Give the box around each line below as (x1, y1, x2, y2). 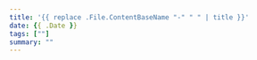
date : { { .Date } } (9, 21, 78, 30)
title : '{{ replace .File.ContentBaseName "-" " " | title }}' (9, 12, 250, 22)
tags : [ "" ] (9, 29, 50, 38)
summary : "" (9, 37, 54, 47)
